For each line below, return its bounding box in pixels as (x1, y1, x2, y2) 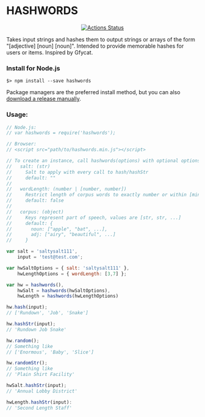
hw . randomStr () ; (6, 360, 48, 366)
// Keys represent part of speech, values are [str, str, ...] (6, 215, 182, 221)
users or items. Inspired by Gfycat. (6, 48, 93, 56)
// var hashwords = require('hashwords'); (6, 130, 116, 136)
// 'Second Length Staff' (6, 405, 72, 411)
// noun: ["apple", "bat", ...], (6, 226, 108, 232)
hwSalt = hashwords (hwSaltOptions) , (17, 287, 111, 293)
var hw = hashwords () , (6, 282, 64, 288)
